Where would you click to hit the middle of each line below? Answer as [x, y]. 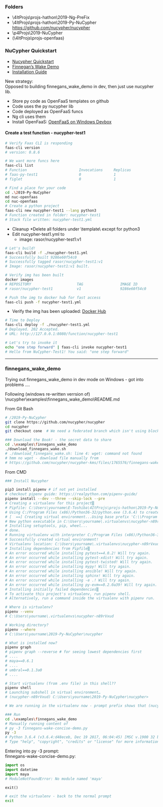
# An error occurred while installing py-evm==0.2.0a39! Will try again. [81, 585]
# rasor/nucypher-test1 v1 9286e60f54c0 [76, 288]
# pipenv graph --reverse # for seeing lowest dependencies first [73, 652]
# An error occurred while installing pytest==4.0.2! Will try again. [78, 553]
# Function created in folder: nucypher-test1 [53, 215]
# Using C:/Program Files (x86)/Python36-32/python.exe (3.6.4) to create [82, 512]
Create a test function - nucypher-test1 [45, 133]
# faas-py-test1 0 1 [61, 175]
